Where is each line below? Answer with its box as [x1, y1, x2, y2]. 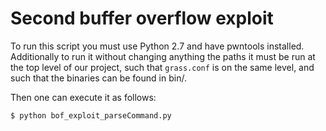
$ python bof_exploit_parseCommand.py [10, 110, 172, 121]
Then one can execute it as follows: [10, 91, 157, 103]
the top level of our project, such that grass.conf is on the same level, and [10, 61, 315, 73]
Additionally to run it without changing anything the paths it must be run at [10, 50, 316, 62]
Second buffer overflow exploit [10, 7, 274, 30]
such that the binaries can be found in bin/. [10, 72, 187, 84]
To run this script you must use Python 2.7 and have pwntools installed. [10, 40, 305, 52]
